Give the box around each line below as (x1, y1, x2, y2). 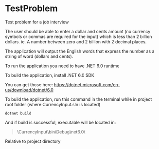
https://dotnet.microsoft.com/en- (53, 81, 120, 88)
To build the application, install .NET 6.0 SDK (5, 72, 95, 78)
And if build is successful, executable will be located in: (5, 119, 116, 125)
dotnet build (5, 111, 32, 116)
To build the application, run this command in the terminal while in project (5, 96, 152, 102)
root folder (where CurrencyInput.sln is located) (5, 101, 101, 107)
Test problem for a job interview (5, 19, 69, 25)
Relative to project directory (5, 138, 61, 144)
